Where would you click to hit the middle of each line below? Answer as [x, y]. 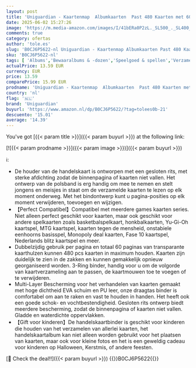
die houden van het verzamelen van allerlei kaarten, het [81, 329]
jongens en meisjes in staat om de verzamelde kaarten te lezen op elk [98, 190]
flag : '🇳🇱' [20, 98]
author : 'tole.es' [28, 44]
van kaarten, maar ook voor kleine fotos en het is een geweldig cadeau [100, 341]
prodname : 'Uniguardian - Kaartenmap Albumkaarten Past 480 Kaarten [94, 88]
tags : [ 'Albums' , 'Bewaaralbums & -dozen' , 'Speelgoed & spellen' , [88, 60]
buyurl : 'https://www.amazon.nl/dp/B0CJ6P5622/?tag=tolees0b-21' [87, 109]
